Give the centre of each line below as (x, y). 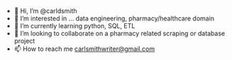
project (24, 41)
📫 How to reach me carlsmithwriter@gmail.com (84, 49)
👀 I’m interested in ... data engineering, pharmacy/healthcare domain (114, 18)
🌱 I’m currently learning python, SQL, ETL (74, 26)
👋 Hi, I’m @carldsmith (45, 11)
